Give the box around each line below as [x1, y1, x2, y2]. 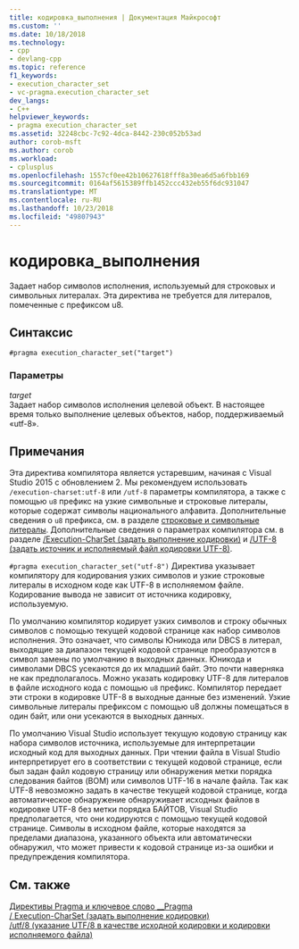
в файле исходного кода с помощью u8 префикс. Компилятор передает [9, 682, 283, 693]
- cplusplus [9, 162, 54, 171]
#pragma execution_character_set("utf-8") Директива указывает [9, 561, 256, 571]
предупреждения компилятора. [9, 852, 130, 862]
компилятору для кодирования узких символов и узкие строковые [9, 570, 265, 581]
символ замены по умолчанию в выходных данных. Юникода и [9, 653, 252, 665]
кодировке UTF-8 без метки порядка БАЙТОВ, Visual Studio [9, 804, 238, 815]
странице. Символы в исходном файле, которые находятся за [9, 823, 246, 834]
